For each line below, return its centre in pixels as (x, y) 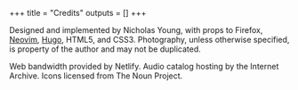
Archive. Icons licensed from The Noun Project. (96, 76)
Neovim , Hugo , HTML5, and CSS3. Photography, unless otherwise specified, (149, 40)
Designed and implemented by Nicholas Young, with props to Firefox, (136, 30)
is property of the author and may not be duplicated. (105, 49)
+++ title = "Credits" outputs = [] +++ (78, 13)
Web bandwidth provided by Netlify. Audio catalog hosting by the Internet (144, 66)
